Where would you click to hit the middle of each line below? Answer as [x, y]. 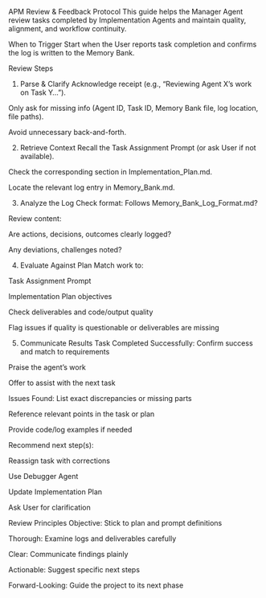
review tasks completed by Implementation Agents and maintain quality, [127, 20]
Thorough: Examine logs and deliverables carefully [92, 539]
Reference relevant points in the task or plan [82, 414]
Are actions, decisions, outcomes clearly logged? [90, 234]
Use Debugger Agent [43, 476]
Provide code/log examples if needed [70, 430]
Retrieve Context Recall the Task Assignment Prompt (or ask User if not [138, 147]
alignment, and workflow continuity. [68, 29]
